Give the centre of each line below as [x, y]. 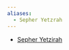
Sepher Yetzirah [40, 39]
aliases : [19, 13]
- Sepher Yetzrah [38, 20]
